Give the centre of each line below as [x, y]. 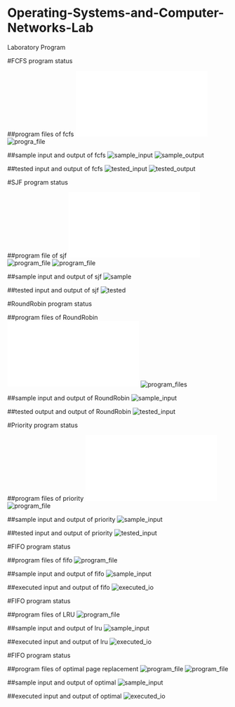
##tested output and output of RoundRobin [69, 411]
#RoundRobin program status [50, 304]
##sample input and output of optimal [62, 682]
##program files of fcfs [41, 134]
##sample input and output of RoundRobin [68, 398]
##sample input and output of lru [55, 628]
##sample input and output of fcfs [57, 155]
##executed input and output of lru [58, 641]
